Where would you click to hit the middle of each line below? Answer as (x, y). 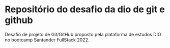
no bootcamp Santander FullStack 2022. (47, 40)
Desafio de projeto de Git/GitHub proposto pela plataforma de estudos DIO (83, 34)
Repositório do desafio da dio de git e (85, 9)
